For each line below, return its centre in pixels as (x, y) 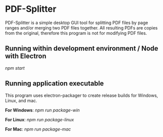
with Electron (26, 56)
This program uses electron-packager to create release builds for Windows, (81, 95)
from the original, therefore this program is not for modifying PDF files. (76, 33)
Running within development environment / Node (82, 48)
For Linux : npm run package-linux (40, 119)
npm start (15, 68)
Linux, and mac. (21, 100)
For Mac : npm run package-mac (38, 129)
